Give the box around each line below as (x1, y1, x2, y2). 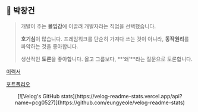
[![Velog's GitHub (17, 92, 60, 99)
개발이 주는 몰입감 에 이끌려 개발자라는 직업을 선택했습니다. (20, 23, 156, 30)
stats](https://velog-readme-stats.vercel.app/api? (61, 92, 183, 99)
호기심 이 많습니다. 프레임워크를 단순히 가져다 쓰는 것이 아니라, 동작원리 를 (20, 35, 189, 42)
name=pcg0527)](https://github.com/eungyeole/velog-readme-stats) (14, 99, 186, 106)
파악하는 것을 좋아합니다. (20, 42, 78, 49)
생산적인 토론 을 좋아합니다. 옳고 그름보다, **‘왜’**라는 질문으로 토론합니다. (20, 55, 193, 63)
